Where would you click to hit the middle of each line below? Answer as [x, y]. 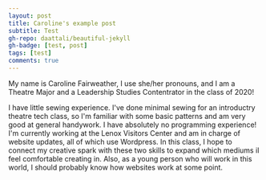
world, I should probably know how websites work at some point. [115, 167]
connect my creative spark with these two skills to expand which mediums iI [134, 150]
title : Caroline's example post [62, 23]
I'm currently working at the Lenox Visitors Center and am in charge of [125, 133]
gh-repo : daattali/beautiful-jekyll [69, 38]
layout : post [30, 16]
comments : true [34, 61]
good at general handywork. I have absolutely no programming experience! [133, 125]
